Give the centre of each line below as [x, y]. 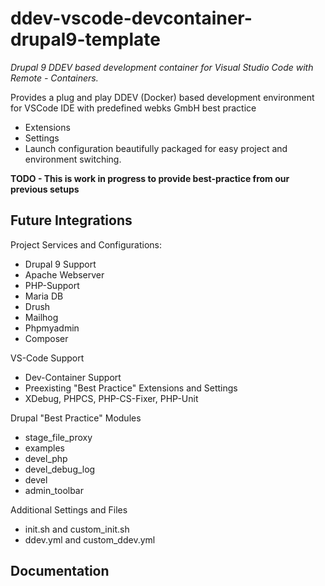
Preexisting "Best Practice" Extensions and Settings [131, 388]
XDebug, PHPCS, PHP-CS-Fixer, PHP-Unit [111, 398]
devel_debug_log [60, 469]
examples [44, 448]
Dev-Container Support [73, 377]
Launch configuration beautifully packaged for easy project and [156, 148]
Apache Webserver [64, 274]
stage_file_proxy [58, 437]
